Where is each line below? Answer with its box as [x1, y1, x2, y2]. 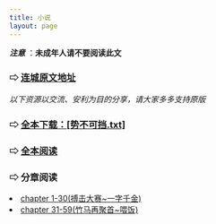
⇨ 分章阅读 [9, 171, 58, 184]
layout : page [9, 22, 58, 30]
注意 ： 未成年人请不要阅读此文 [9, 47, 122, 58]
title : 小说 [9, 13, 51, 22]
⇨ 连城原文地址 [9, 72, 76, 84]
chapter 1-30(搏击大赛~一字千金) [21, 193, 142, 203]
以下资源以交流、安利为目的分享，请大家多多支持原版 [9, 93, 206, 104]
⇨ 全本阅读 [9, 144, 58, 157]
